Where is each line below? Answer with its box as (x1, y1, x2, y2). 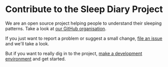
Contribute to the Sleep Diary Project (5, 4, 163, 15)
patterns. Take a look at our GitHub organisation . (5, 25, 107, 31)
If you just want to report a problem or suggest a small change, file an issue (5, 35, 163, 41)
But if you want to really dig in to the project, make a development (5, 50, 143, 56)
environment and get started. (5, 55, 66, 61)
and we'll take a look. (5, 40, 50, 46)
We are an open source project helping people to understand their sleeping (5, 20, 162, 26)
